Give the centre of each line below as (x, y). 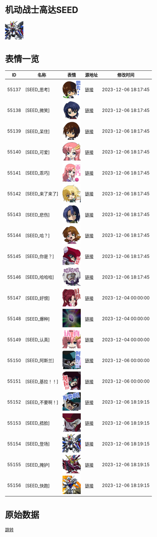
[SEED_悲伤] (37, 215)
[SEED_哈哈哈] (40, 277)
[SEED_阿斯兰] (40, 361)
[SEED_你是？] (40, 257)
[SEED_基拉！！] (42, 381)
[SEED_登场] (37, 444)
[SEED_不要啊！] (42, 402)
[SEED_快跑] (37, 485)
